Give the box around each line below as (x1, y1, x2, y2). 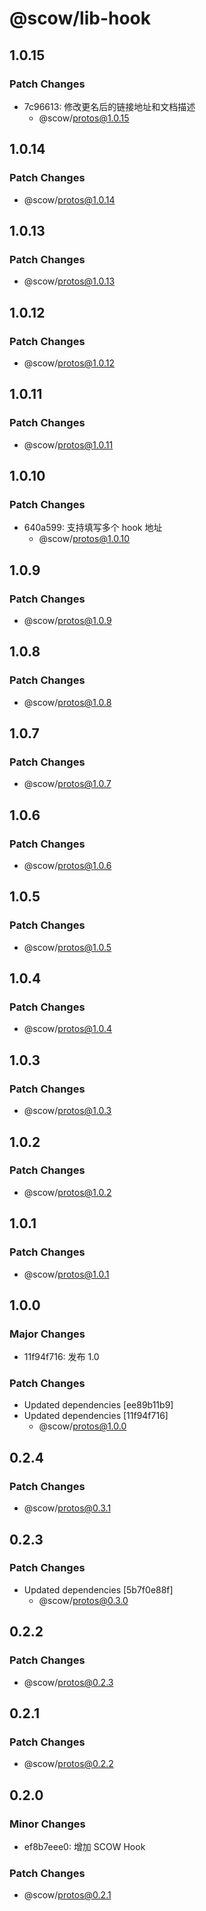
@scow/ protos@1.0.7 (23, 778, 112, 790)
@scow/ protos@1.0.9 (23, 615, 112, 626)
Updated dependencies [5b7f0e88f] (23, 1583, 174, 1596)
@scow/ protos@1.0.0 (38, 1420, 127, 1432)
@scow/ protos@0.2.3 (23, 1676, 114, 1688)
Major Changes (9, 1327, 86, 1341)
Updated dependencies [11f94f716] (23, 1410, 169, 1422)
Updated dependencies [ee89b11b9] (23, 1399, 174, 1411)
